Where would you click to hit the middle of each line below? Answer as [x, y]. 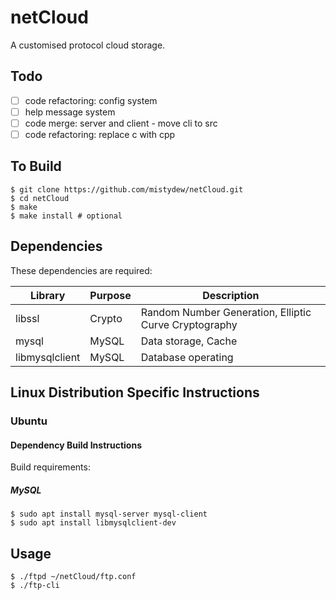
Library [47, 295]
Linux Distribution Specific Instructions [135, 392]
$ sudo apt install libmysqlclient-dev [93, 523]
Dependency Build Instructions [76, 445]
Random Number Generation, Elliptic [226, 312]
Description [231, 295]
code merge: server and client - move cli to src [121, 123]
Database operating [187, 357]
